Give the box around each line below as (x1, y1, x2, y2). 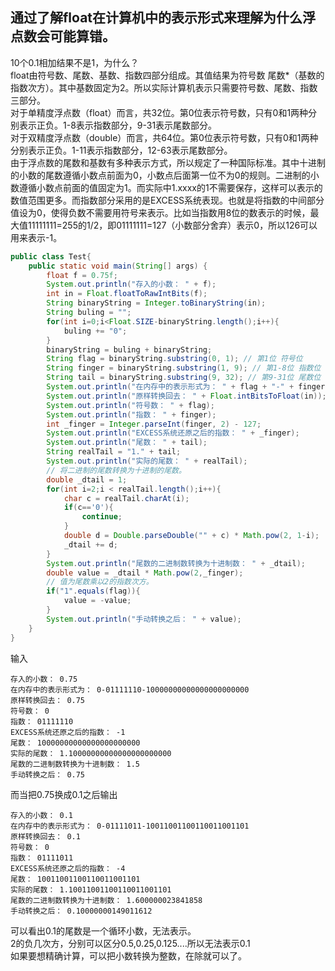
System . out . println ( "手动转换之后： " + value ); (46, 614, 242, 624)
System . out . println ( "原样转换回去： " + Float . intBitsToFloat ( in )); (46, 391, 327, 401)
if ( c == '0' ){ (63, 503, 114, 513)
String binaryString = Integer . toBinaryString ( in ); (46, 298, 267, 308)
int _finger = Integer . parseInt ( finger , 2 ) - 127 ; (46, 419, 262, 429)
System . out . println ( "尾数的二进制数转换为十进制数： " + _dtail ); (46, 558, 306, 568)
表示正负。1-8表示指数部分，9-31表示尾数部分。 (18, 119, 218, 131)
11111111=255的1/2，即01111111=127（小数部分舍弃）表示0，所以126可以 (27, 219, 318, 231)
